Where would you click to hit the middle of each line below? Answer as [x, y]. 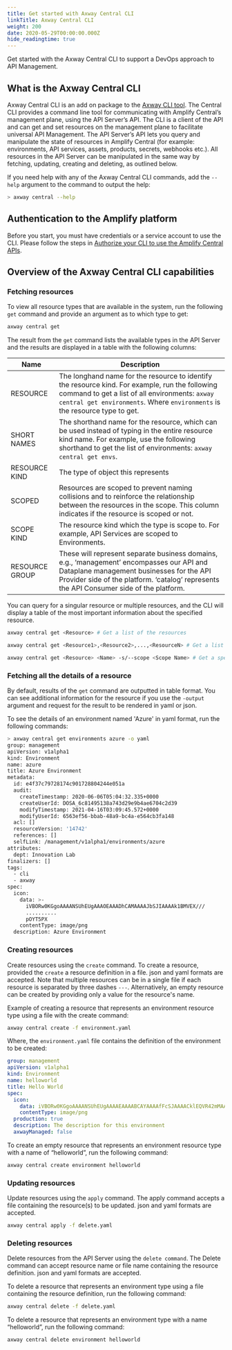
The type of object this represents [114, 472]
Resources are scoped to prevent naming [125, 488]
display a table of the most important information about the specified [105, 613]
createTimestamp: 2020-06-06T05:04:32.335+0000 [89, 797]
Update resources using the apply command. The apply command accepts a [116, 1198]
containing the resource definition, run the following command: [97, 1294]
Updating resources [41, 1183]
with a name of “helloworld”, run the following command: [88, 1152]
